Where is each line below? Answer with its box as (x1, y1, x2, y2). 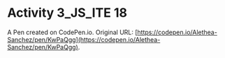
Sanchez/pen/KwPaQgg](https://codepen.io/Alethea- (7, 35, 161, 43)
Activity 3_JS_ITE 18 (7, 5, 128, 21)
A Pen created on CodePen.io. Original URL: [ (7, 28, 138, 36)
